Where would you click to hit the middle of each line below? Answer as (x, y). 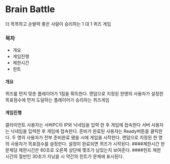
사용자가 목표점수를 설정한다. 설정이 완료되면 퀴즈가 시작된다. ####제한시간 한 (88, 144)
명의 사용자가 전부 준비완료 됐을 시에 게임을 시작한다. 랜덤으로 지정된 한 (87, 137)
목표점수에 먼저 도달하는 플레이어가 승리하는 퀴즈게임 (57, 100)
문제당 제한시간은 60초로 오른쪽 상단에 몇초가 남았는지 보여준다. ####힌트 (78, 150)
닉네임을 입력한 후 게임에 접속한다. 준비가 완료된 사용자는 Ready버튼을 (80, 131)
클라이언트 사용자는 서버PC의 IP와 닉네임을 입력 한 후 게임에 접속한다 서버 (78, 125)
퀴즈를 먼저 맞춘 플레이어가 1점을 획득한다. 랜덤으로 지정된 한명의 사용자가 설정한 (84, 94)
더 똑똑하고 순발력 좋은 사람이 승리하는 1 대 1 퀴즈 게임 (58, 24)
